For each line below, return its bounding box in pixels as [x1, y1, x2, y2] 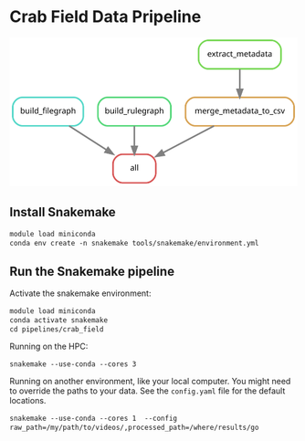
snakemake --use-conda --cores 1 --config [9, 414, 178, 423]
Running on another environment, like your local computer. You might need [9, 375, 291, 386]
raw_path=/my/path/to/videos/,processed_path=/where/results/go [9, 423, 259, 432]
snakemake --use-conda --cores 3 [9, 359, 137, 369]
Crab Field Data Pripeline [9, 6, 202, 27]
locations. [9, 394, 47, 405]
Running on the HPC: [9, 341, 89, 352]
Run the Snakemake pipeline [9, 263, 175, 279]
